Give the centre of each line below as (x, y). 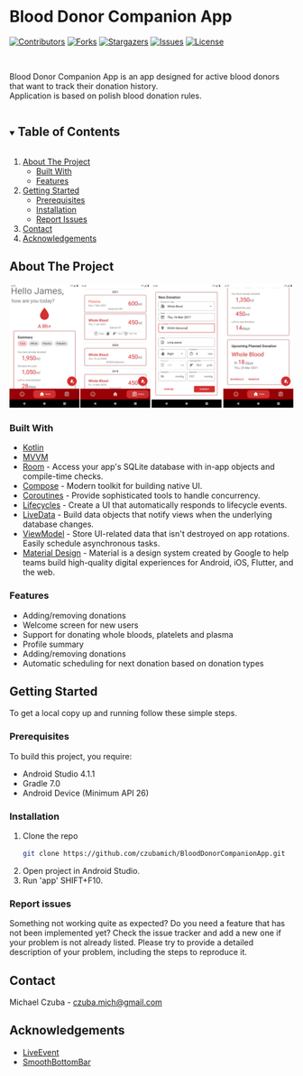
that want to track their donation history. (84, 86)
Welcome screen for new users (80, 625)
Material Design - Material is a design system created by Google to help (156, 553)
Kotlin (33, 447)
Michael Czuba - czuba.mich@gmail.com (86, 1002)
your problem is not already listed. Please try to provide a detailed (132, 943)
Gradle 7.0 (41, 783)
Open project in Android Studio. (81, 870)
